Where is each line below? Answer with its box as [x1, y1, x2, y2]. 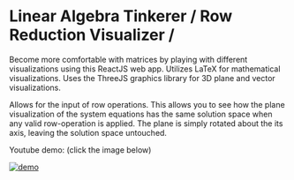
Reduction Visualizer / [9, 25, 175, 45]
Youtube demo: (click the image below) [9, 144, 152, 155]
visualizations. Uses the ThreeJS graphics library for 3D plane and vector [9, 72, 275, 83]
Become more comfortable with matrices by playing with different [9, 54, 248, 64]
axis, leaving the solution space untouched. [9, 127, 168, 138]
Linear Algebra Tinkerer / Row [9, 6, 233, 26]
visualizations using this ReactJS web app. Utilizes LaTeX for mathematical [9, 64, 281, 74]
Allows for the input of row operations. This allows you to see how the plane [9, 99, 285, 109]
